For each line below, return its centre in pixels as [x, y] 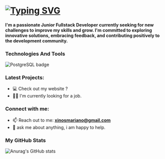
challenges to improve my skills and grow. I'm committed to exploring [79, 30]
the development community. [37, 40]
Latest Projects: [25, 77]
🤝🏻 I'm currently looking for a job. [47, 96]
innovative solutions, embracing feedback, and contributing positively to [82, 35]
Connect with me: [27, 109]
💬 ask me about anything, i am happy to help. [59, 127]
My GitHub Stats [25, 140]
